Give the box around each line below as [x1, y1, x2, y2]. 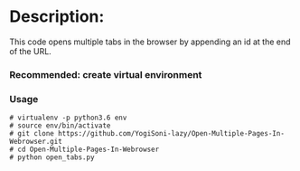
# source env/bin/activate [9, 121, 111, 130]
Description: [9, 6, 105, 27]
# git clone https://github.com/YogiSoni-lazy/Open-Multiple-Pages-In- [9, 129, 285, 138]
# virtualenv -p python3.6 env [9, 113, 127, 123]
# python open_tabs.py [9, 153, 95, 162]
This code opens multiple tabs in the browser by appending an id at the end [9, 36, 291, 47]
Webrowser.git [9, 138, 63, 147]
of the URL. [9, 45, 52, 56]
